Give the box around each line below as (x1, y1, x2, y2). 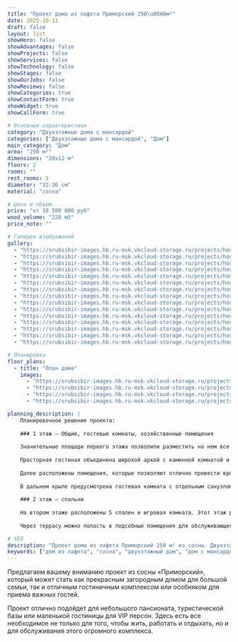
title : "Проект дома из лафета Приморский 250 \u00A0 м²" (7, 10, 176, 18)
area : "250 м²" (7, 148, 52, 156)
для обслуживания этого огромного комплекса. (7, 626, 154, 635)
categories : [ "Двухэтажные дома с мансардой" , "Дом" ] (7, 135, 170, 142)
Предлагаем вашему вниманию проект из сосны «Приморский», (7, 568, 205, 576)
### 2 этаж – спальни (20, 496, 84, 503)
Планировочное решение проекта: (20, 417, 115, 424)
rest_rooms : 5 (7, 174, 50, 181)
